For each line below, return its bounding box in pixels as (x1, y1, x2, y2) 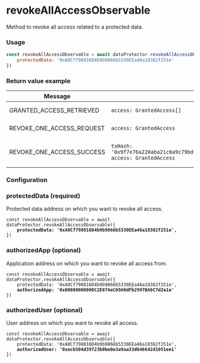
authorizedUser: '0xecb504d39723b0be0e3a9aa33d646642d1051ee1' (17, 346, 177, 352)
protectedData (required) (6, 192, 80, 200)
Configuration (6, 176, 48, 184)
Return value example (6, 77, 71, 85)
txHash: (111, 143, 133, 149)
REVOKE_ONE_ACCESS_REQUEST (9, 124, 105, 133)
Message (43, 92, 71, 101)
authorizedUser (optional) (6, 306, 83, 314)
